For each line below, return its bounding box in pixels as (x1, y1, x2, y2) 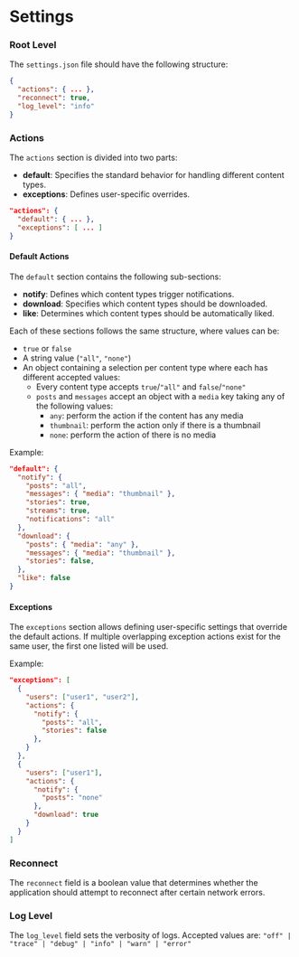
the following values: (35, 400, 114, 411)
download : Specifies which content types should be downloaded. (22, 298, 268, 309)
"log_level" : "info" (17, 102, 95, 111)
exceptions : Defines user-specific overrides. (22, 189, 191, 200)
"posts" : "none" (42, 793, 103, 802)
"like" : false (17, 574, 70, 583)
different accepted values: (22, 371, 120, 382)
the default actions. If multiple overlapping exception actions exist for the (9, 631, 282, 643)
